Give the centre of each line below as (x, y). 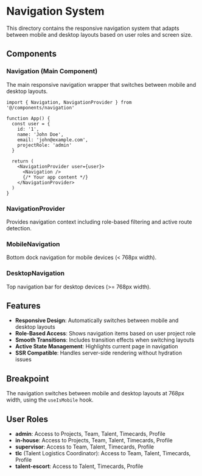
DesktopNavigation (36, 273)
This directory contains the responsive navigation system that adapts (93, 28)
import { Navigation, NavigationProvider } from (69, 102)
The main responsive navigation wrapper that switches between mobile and (101, 84)
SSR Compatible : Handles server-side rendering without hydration (99, 353)
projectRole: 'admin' (44, 145)
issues (23, 359)
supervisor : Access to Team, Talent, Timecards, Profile (84, 447)
